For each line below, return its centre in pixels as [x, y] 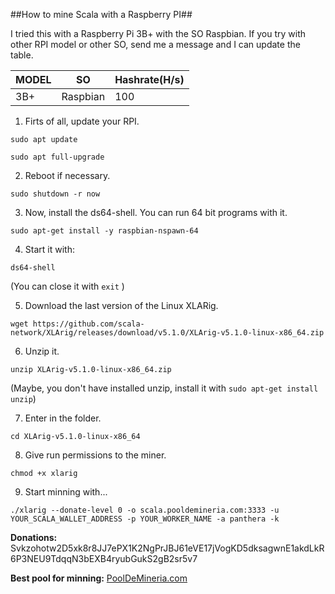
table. [22, 55]
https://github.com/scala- [88, 324]
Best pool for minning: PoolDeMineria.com [99, 578]
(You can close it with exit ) [67, 286]
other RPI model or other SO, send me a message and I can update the [155, 44]
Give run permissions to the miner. [95, 455]
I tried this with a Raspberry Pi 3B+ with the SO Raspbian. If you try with [158, 33]
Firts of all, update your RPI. [82, 121]
